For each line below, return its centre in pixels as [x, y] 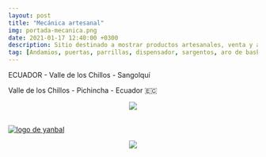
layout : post [30, 15]
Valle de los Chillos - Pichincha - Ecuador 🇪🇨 [83, 90]
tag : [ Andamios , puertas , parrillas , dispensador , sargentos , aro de [125, 52]
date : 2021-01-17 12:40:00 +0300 [63, 38]
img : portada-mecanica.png [53, 30]
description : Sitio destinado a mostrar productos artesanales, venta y [131, 45]
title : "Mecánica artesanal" [56, 23]
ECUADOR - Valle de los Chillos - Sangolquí [79, 75]
